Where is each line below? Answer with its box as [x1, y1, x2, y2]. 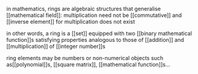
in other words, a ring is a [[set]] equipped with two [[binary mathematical [6, 30, 193, 37]
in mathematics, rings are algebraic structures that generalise [6, 5, 161, 12]
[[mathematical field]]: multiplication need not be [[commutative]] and [6, 12, 182, 19]
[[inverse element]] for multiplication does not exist [6, 18, 136, 25]
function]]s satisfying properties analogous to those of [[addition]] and [6, 36, 185, 43]
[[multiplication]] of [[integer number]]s [6, 42, 106, 50]
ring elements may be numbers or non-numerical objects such [6, 55, 164, 61]
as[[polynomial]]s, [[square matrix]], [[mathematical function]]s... [6, 61, 170, 68]
